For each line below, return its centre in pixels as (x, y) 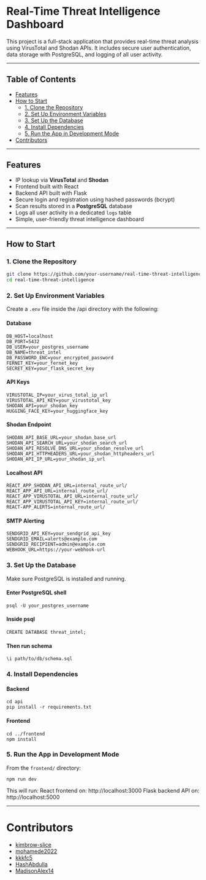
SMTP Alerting (25, 521)
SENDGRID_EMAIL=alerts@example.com (52, 539)
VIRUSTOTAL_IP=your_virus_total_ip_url (57, 395)
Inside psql (21, 619)
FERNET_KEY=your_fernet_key (42, 363)
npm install (21, 739)
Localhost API (25, 473)
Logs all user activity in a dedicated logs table (73, 212)
